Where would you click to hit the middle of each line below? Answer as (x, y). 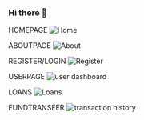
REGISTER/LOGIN (37, 61)
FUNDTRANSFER (36, 108)
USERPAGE (27, 77)
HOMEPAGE (28, 30)
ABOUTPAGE (30, 46)
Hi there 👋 (28, 13)
